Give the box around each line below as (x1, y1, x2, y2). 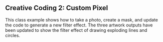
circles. (5, 32, 20, 38)
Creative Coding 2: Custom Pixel (5, 4, 108, 12)
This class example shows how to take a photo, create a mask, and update (5, 17, 158, 22)
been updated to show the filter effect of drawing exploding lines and (5, 27, 148, 33)
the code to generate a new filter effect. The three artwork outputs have (5, 22, 153, 28)
